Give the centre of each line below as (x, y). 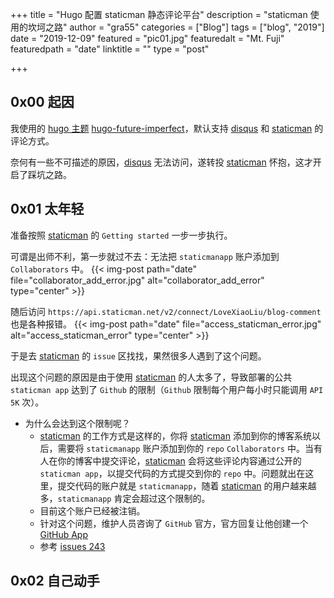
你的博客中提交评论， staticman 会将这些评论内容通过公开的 (179, 460)
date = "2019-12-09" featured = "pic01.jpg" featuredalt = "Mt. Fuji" (147, 38)
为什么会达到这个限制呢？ (77, 423)
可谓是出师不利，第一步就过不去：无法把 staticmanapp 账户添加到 (145, 256)
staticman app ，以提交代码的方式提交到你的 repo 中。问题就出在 (172, 473)
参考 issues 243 (72, 546)
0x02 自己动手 (55, 581)
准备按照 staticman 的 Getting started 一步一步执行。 (121, 235)
